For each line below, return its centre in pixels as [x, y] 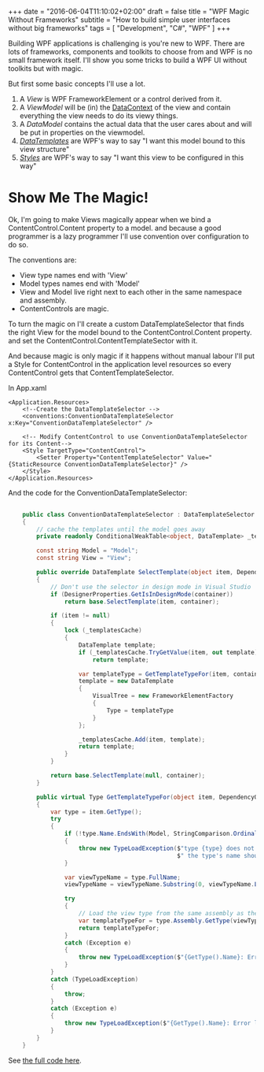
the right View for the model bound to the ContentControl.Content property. [130, 332]
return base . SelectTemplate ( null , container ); [128, 776]
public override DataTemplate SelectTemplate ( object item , [135, 573]
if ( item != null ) [80, 616]
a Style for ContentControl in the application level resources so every [120, 364]
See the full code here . [45, 1060]
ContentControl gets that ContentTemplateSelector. [91, 373]
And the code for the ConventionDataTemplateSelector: [98, 492]
